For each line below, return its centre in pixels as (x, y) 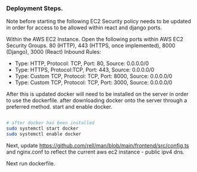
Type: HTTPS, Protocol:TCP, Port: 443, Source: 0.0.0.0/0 (84, 70)
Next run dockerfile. (31, 163)
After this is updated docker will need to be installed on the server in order (98, 94)
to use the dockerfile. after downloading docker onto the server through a (97, 100)
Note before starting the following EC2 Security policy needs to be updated (99, 21)
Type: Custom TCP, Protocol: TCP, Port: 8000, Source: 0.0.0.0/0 (93, 76)
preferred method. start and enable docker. (59, 107)
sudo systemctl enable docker (44, 134)
